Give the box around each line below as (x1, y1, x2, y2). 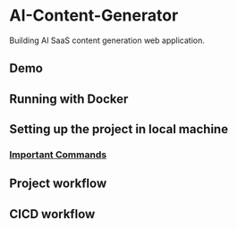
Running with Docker (9, 91, 129, 106)
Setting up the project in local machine (9, 122, 229, 137)
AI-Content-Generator (9, 5, 179, 26)
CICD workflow (9, 207, 96, 222)
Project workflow (9, 176, 107, 191)
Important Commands (9, 148, 107, 161)
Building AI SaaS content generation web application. (9, 35, 206, 46)
